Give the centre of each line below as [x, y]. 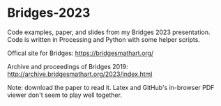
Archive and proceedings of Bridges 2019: [68, 66]
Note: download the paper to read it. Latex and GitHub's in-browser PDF [111, 87]
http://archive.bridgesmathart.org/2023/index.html [80, 74]
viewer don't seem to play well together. [64, 95]
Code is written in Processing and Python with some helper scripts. [104, 39]
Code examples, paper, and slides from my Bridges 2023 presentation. [109, 32]
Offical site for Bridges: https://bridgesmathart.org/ [81, 53]
